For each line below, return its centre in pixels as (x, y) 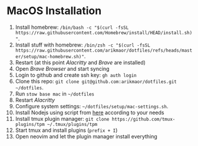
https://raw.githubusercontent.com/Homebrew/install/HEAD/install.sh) (104, 33)
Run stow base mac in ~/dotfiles (55, 94)
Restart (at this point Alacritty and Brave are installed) (80, 62)
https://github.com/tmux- (143, 119)
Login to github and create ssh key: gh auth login (76, 75)
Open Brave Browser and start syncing (62, 68)
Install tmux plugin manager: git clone (62, 118)
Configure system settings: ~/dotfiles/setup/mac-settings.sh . (92, 106)
